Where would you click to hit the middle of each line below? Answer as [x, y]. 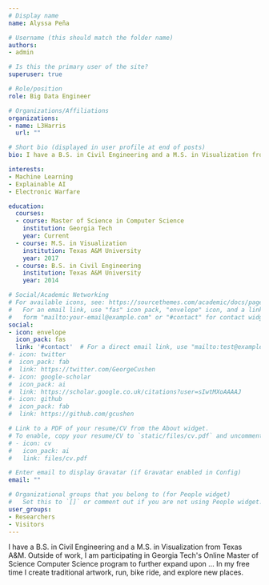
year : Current [46, 236]
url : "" [28, 133]
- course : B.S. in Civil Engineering [78, 266]
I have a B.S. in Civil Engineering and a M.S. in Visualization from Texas [125, 547]
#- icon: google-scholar [50, 377]
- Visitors [26, 524]
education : [26, 206]
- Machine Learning [41, 177]
